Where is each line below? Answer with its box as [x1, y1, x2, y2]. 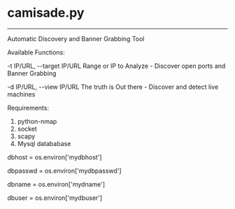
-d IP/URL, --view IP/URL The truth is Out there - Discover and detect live [7, 82, 219, 91]
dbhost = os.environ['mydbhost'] [7, 152, 102, 161]
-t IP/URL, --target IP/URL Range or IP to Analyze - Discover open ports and [7, 62, 226, 70]
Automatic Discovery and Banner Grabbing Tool [7, 34, 145, 43]
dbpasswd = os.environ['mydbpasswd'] [7, 166, 122, 175]
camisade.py [7, 5, 85, 21]
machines [7, 89, 36, 99]
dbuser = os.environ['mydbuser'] [7, 194, 103, 202]
